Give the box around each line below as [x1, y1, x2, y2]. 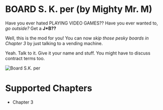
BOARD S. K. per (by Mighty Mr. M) [5, 3, 152, 15]
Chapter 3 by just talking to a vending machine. [5, 40, 103, 46]
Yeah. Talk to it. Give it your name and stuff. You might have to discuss [5, 50, 150, 56]
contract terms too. [5, 55, 45, 61]
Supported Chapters [5, 82, 92, 94]
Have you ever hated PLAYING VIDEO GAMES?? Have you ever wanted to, [5, 20, 158, 26]
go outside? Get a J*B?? [5, 25, 57, 31]
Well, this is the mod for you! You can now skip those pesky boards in [5, 35, 149, 41]
